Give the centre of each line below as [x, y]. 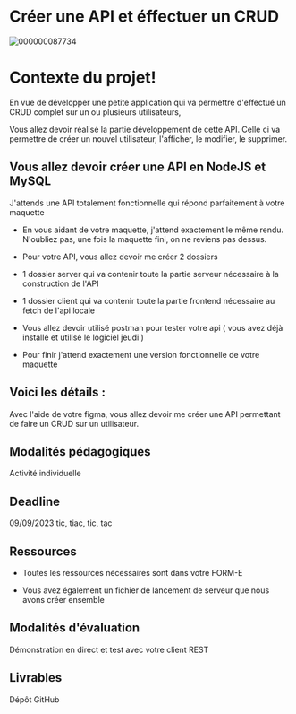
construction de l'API [61, 283]
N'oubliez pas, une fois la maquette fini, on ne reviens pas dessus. [144, 239]
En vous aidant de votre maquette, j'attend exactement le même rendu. [153, 230]
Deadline [35, 501]
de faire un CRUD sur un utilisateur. [74, 423]
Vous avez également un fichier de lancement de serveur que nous [146, 590]
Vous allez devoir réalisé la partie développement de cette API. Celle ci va [145, 129]
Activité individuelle [46, 474]
